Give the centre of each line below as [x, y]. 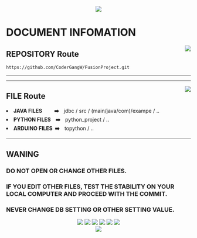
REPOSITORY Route [43, 54]
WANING [23, 154]
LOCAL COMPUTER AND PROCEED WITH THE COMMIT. [87, 194]
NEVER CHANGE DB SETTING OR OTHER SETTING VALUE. [90, 209]
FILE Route [26, 96]
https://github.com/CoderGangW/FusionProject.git [68, 67]
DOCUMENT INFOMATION [71, 32]
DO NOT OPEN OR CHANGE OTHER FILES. [67, 171]
